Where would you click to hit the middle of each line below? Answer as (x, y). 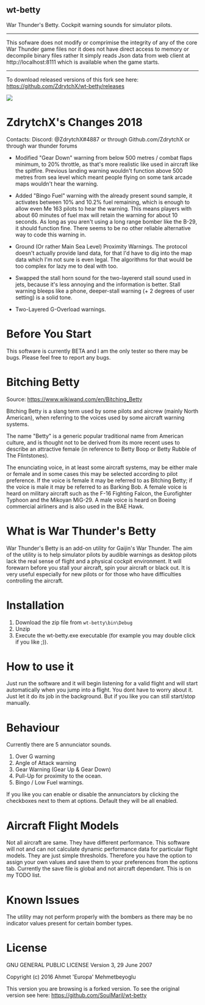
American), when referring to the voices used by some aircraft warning (95, 417)
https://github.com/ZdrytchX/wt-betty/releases (66, 86)
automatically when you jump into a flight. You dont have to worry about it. (100, 690)
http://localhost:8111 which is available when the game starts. (83, 62)
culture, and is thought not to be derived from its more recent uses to (93, 442)
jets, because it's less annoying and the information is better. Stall (98, 284)
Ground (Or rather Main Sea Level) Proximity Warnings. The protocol (101, 246)
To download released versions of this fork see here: (73, 80)
